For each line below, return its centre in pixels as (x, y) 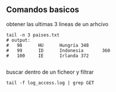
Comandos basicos (43, 10)
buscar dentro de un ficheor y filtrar (50, 72)
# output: (18, 40)
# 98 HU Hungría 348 (48, 45)
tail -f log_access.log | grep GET (50, 83)
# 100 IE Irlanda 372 (48, 56)
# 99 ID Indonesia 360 (58, 50)
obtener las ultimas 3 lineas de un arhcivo (57, 24)
